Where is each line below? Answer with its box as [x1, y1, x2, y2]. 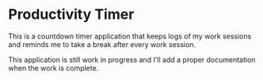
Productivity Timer [8, 5, 135, 24]
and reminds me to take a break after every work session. [8, 39, 196, 49]
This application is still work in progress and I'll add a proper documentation [8, 55, 256, 64]
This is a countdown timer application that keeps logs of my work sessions [8, 31, 252, 41]
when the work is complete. [8, 63, 99, 72]
